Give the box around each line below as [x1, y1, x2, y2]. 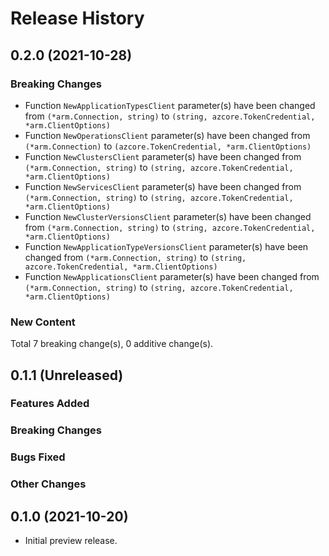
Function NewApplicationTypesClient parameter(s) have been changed [24, 99, 316, 111]
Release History [10, 7, 145, 30]
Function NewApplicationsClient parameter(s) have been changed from [24, 270, 320, 282]
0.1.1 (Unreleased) [10, 367, 124, 384]
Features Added [10, 397, 90, 411]
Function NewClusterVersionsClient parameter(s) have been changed [24, 210, 312, 222]
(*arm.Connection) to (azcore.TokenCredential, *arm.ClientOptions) [24, 140, 312, 152]
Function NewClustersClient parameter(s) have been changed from [24, 150, 302, 162]
